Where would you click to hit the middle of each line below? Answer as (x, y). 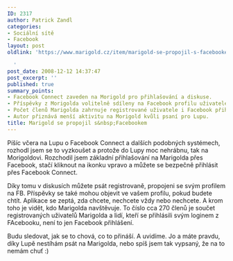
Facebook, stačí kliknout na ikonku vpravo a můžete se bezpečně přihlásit (113, 165)
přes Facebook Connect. (42, 172)
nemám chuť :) (28, 251)
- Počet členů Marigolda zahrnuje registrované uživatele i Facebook (110, 110)
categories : (24, 26)
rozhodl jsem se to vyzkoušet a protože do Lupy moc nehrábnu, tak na (108, 150)
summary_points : (31, 91)
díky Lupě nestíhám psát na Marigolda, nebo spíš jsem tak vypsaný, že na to (116, 243)
